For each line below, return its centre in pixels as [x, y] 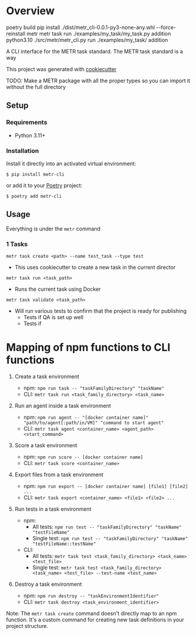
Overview [30, 11]
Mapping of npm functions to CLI [88, 347]
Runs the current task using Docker [58, 289]
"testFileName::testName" [64, 544]
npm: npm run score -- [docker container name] [83, 457]
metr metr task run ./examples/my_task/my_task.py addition [99, 33]
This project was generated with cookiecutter [61, 69]
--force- [166, 27]
